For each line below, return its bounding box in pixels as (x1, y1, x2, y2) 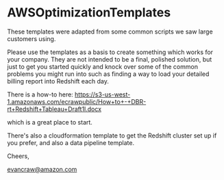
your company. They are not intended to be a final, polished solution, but (7, 55, 212, 63)
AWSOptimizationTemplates (7, 5, 171, 21)
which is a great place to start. (7, 118, 92, 126)
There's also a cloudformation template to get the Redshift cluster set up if (7, 131, 217, 140)
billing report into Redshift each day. (7, 77, 110, 85)
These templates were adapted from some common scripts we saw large (7, 27, 214, 36)
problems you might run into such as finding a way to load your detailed (7, 70, 210, 78)
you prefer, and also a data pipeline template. (7, 138, 135, 146)
